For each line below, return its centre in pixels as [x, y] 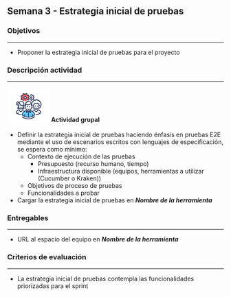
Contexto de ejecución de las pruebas [81, 156]
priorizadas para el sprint [53, 286]
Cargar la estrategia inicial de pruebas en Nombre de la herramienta [114, 200]
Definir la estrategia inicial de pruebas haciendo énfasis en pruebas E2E [119, 135]
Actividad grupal [76, 119]
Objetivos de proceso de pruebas [75, 186]
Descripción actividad [45, 70]
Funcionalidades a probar [63, 193]
